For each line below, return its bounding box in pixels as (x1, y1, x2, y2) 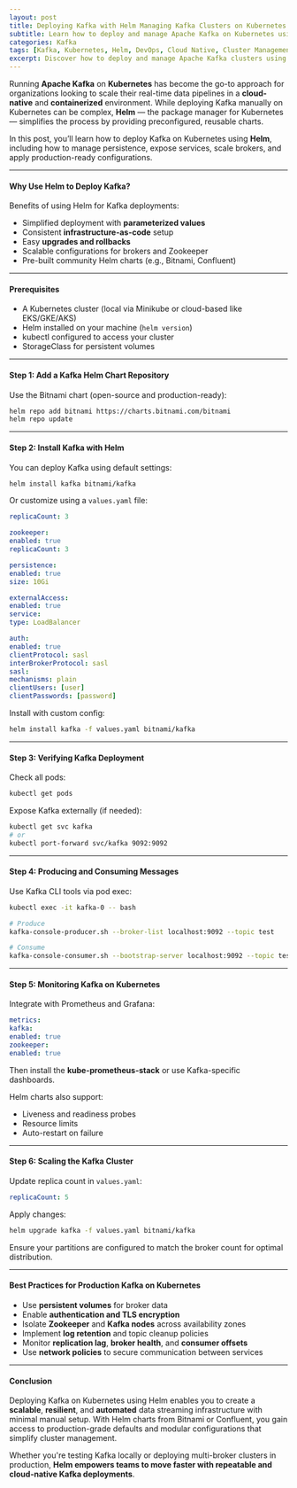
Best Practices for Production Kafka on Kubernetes (9, 1280, 202, 1290)
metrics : (9, 1016, 42, 1024)
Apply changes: (9, 1209, 66, 1219)
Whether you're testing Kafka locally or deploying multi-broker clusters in (9, 1450, 277, 1461)
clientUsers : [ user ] (9, 683, 86, 692)
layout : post (9, 12, 57, 22)
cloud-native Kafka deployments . (9, 1469, 135, 1480)
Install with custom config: (9, 708, 105, 719)
